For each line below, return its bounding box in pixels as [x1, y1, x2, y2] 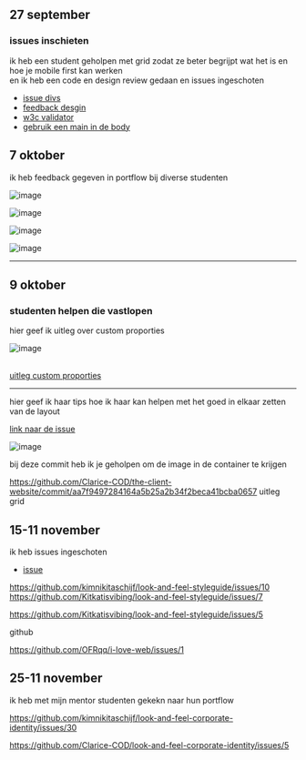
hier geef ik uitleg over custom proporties [9, 325, 166, 336]
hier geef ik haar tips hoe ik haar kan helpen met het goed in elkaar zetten [9, 396, 287, 408]
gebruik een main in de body [22, 121, 130, 132]
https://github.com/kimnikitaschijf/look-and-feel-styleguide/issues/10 [9, 582, 270, 593]
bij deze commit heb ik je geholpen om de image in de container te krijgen [9, 459, 287, 470]
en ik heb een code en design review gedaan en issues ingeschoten [9, 75, 265, 86]
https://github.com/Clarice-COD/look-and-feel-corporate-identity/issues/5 [9, 739, 290, 750]
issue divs [22, 92, 61, 103]
